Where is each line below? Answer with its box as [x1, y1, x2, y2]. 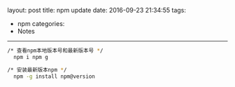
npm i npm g [13, 53, 49, 60]
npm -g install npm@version [13, 73, 96, 80]
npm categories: [17, 20, 65, 27]
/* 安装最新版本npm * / [7, 66, 67, 73]
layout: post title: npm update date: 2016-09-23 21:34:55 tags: [7, 6, 187, 14]
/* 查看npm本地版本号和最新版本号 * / [7, 47, 104, 54]
